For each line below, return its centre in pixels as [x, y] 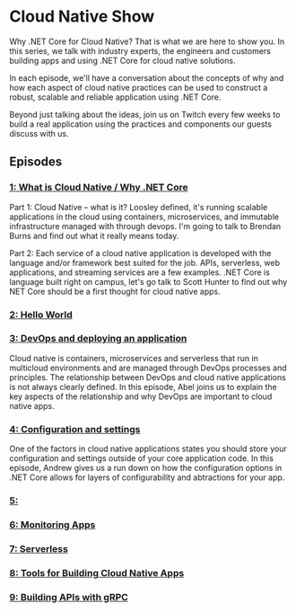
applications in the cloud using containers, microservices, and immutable [144, 217]
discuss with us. [39, 133]
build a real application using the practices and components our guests [140, 124]
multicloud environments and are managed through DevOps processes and [148, 368]
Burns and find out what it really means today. [94, 235]
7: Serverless [39, 548]
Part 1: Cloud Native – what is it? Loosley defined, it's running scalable [139, 207]
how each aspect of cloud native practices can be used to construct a [139, 87]
